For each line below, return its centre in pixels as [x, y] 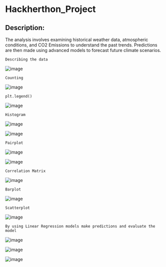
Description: [25, 28]
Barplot [13, 189]
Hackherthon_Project [50, 9]
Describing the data [27, 59]
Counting [14, 78]
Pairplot [14, 143]
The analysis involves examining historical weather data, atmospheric [77, 39]
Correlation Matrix [25, 171]
